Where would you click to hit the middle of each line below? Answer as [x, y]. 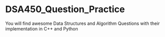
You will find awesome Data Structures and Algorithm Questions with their [82, 23]
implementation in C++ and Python [42, 28]
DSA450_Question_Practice [65, 9]
